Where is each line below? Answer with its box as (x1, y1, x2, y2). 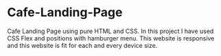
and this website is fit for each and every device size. (7, 41, 158, 49)
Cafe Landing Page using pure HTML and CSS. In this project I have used (7, 27, 214, 35)
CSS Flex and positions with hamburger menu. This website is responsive (7, 34, 215, 42)
